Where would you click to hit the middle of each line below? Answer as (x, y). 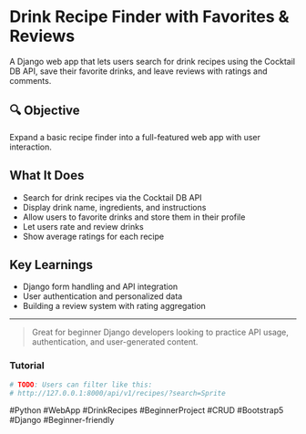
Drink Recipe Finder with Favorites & (149, 17)
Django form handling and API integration (100, 287)
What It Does (47, 176)
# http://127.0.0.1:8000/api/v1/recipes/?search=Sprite (117, 393)
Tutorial (27, 366)
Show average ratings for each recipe (93, 236)
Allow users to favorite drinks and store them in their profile (134, 217)
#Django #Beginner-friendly (62, 420)
